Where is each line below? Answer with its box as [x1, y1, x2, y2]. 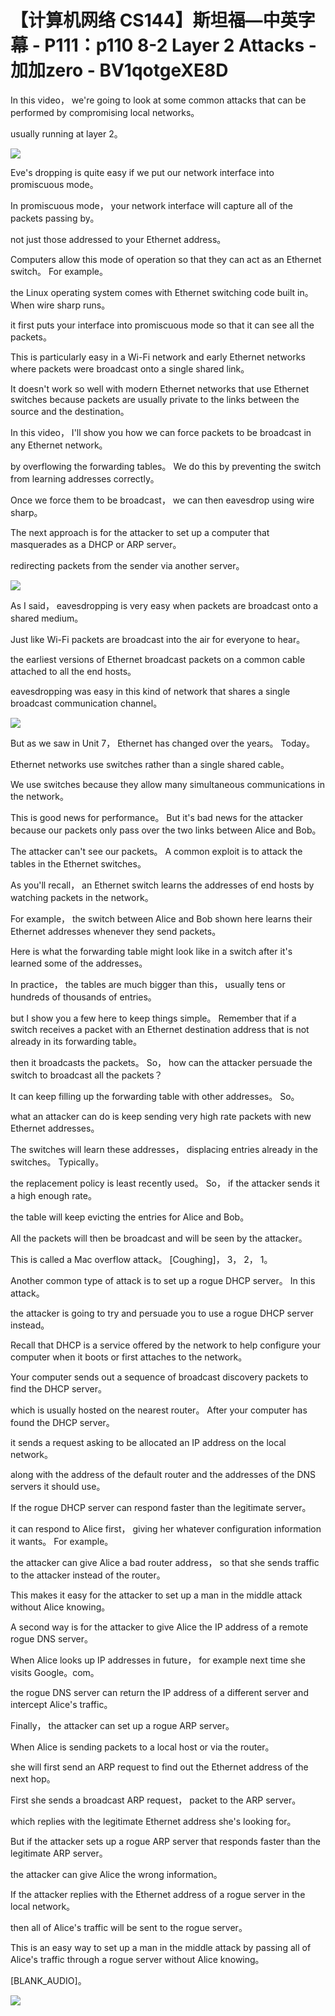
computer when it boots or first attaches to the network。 [10, 1351, 248, 1363]
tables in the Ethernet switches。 [10, 857, 147, 870]
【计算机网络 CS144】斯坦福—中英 [10, 9, 298, 32]
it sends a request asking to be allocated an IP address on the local [10, 1436, 287, 1448]
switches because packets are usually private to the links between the [10, 393, 300, 405]
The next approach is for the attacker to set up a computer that [10, 526, 270, 538]
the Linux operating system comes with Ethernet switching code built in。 [10, 286, 314, 298]
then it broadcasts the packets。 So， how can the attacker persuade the [10, 1056, 313, 1068]
